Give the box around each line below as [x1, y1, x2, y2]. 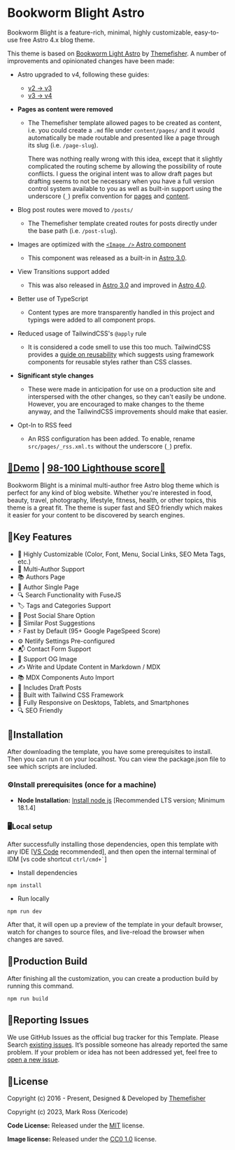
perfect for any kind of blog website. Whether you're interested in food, [7, 488, 213, 496]
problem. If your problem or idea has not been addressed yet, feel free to [7, 1047, 218, 1056]
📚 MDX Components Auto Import [17, 673, 115, 682]
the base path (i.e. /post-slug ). [27, 226, 117, 234]
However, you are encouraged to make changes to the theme [27, 399, 205, 408]
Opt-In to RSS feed [17, 421, 72, 429]
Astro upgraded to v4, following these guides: [17, 70, 150, 79]
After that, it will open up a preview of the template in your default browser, [7, 920, 223, 928]
